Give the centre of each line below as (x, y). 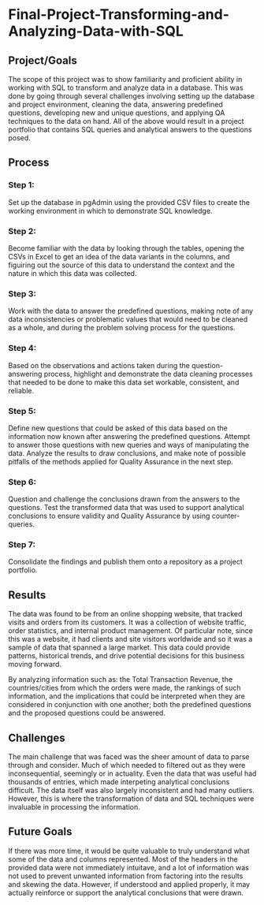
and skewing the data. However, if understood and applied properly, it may (129, 884)
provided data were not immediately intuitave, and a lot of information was (129, 867)
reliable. (21, 390)
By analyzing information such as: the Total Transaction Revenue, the (121, 680)
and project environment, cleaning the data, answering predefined (115, 104)
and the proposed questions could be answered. (87, 713)
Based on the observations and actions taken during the (99, 365)
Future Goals (40, 832)
